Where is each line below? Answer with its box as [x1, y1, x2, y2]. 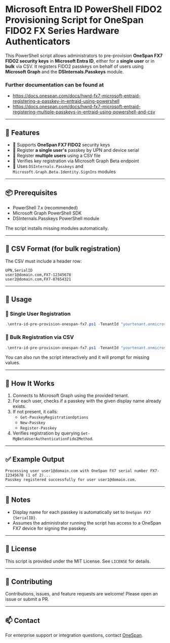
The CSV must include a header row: [5, 258, 82, 264]
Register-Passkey [20, 426, 57, 431]
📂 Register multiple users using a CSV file [12, 153, 101, 159]
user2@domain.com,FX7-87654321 [5, 277, 71, 282]
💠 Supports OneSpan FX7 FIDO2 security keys [12, 142, 110, 148]
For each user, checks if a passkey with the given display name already [12, 398, 161, 404]
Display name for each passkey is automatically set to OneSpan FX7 [12, 509, 151, 515]
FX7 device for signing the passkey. [12, 525, 88, 531]
